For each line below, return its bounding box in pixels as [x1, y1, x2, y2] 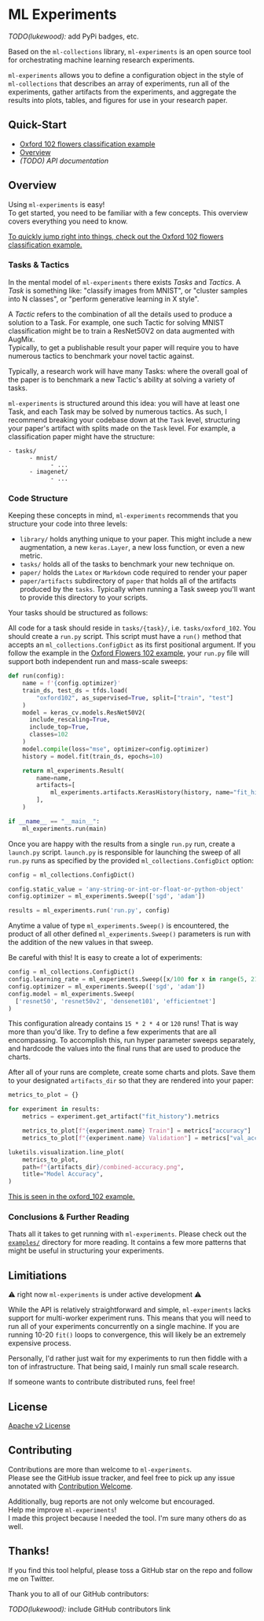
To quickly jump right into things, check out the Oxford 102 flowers [8, 231, 224, 241]
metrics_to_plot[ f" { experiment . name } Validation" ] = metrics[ [22, 1134, 230, 1142]
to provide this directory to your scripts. [19, 593, 148, 603]
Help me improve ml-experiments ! [8, 1505, 117, 1514]
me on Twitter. [8, 1574, 55, 1583]
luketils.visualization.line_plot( [8, 1148, 125, 1156]
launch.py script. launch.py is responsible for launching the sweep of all [8, 847, 241, 857]
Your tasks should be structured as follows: [8, 608, 148, 618]
